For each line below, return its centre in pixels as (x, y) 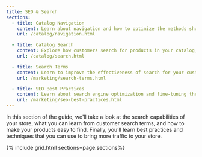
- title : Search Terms (40, 67)
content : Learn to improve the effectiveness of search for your (101, 73)
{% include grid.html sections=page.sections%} (66, 148)
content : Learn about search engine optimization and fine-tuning (102, 94)
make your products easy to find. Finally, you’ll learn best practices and (95, 130)
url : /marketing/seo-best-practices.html (69, 100)
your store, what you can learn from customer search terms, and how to (95, 123)
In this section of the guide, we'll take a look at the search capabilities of (96, 117)
